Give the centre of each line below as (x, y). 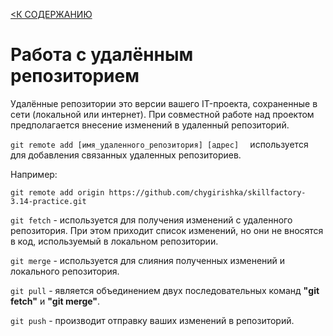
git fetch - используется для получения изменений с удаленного (151, 220)
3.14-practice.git (48, 201)
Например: (34, 174)
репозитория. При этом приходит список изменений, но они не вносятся (167, 230)
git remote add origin (57, 192)
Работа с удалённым (102, 55)
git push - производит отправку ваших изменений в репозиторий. (152, 320)
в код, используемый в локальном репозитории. (114, 241)
